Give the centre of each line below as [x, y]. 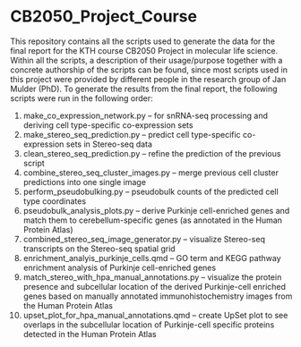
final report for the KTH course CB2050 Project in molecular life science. [144, 50]
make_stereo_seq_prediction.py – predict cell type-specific [132, 134]
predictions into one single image [85, 182]
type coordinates [55, 201]
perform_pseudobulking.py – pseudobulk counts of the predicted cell [150, 191]
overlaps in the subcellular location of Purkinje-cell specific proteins [149, 325]
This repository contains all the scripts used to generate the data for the [143, 41]
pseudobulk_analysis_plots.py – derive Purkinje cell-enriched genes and [156, 210]
